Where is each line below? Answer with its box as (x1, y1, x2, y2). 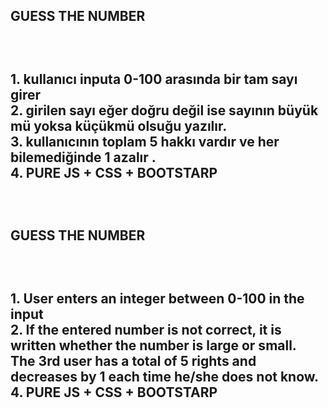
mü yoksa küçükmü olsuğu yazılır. (10, 117, 228, 134)
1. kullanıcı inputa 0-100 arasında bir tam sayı (10, 70, 298, 88)
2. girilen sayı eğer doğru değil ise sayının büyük (10, 102, 319, 119)
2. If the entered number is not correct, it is (10, 321, 282, 338)
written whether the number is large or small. (10, 337, 297, 354)
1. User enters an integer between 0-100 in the (10, 290, 305, 307)
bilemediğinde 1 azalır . (10, 149, 157, 166)
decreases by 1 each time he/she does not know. (10, 368, 320, 385)
